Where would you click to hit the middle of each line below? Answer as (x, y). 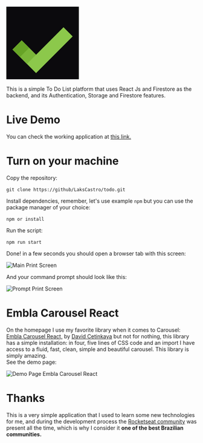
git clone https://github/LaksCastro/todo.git (66, 189)
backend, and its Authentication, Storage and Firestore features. (86, 95)
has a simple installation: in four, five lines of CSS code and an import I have (101, 343)
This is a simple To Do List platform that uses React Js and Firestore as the (99, 89)
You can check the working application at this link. (69, 136)
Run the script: (24, 230)
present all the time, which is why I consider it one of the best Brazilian (95, 428)
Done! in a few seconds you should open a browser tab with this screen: (96, 253)
